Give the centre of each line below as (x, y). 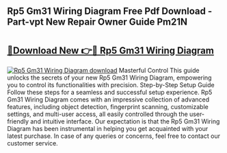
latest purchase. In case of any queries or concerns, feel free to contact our (114, 136)
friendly (18, 121)
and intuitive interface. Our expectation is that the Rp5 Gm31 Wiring (125, 121)
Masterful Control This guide (159, 70)
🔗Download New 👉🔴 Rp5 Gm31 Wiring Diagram (110, 50)
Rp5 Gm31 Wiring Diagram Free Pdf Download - (110, 11)
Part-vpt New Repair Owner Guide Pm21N (97, 22)
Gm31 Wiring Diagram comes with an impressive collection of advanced (108, 99)
